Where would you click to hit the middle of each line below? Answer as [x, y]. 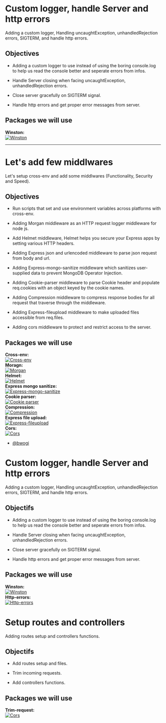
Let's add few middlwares [59, 162]
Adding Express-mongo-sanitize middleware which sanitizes [74, 268]
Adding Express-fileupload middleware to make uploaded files [76, 313]
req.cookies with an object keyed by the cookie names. [68, 288]
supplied [21, 273]
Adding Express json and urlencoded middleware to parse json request [84, 253]
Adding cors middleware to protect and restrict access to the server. [82, 327]
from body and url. [31, 258]
